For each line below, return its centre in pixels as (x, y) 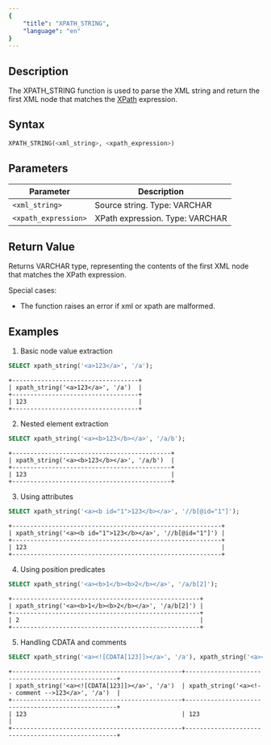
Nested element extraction (64, 424)
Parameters (38, 169)
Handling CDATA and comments (73, 642)
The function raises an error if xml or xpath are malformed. (117, 306)
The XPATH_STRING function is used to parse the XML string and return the (134, 91)
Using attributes (47, 496)
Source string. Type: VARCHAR (153, 205)
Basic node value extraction (66, 351)
